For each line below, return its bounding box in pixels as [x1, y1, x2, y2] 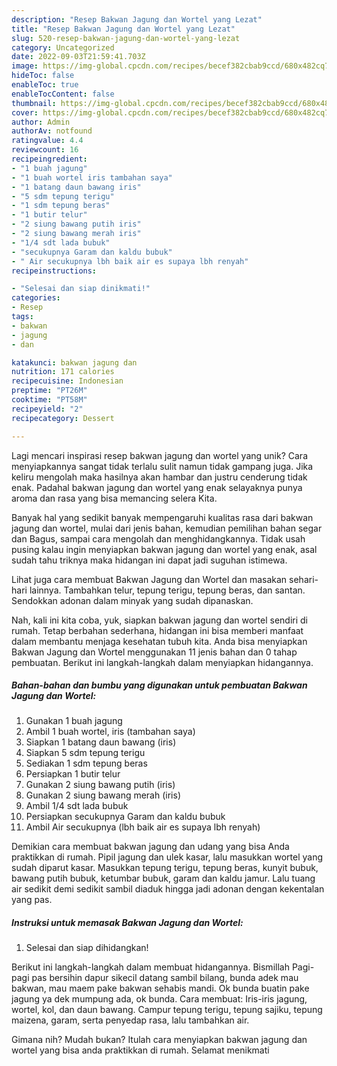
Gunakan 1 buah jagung [25, 715, 123, 727]
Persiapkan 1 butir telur [25, 768, 121, 780]
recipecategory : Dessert [11, 413, 115, 423]
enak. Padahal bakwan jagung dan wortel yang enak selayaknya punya [11, 481, 303, 493]
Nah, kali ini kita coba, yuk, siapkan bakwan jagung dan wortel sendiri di [11, 614, 308, 626]
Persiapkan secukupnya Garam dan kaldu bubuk [25, 811, 226, 823]
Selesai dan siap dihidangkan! [25, 942, 149, 954]
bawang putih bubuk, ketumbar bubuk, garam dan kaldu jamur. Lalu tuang [11, 872, 316, 885]
